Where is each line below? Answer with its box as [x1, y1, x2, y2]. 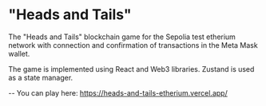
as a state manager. [8, 73, 73, 82]
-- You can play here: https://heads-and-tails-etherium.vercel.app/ [8, 88, 228, 97]
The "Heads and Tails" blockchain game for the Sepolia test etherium [8, 32, 236, 41]
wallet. [8, 49, 30, 58]
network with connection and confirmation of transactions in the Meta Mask [8, 40, 258, 49]
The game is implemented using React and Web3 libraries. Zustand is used [8, 64, 255, 73]
